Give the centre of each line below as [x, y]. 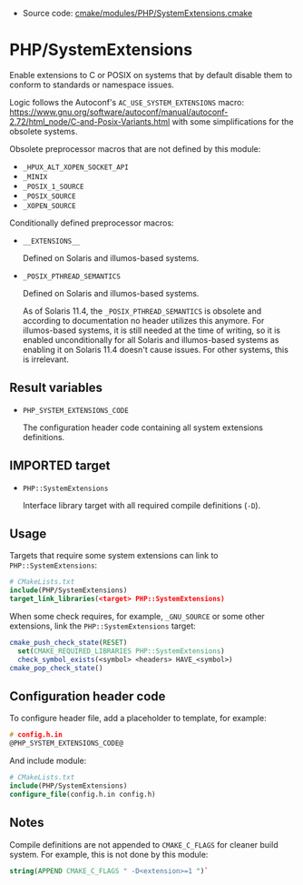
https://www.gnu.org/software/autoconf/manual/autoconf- [119, 112]
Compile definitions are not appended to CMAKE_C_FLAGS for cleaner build [144, 844]
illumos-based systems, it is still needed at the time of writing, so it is [151, 330]
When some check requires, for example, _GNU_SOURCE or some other [137, 616]
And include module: [48, 761]
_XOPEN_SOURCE [49, 206]
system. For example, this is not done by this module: [109, 854]
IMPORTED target [60, 466]
